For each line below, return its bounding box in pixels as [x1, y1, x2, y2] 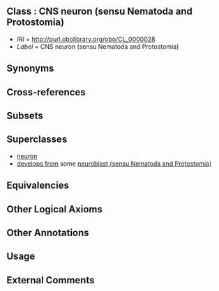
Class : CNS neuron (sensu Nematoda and [6, 6, 192, 17]
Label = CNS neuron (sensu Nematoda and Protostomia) [16, 42, 179, 51]
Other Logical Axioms [6, 203, 103, 215]
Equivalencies [6, 180, 69, 191]
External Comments [6, 274, 95, 286]
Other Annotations [6, 226, 89, 239]
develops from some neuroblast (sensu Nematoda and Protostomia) [16, 159, 212, 168]
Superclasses [6, 134, 68, 145]
